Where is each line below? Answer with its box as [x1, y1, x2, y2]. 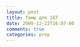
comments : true [6, 26, 45, 32]
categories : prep [6, 32, 50, 38]
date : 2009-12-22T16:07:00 [6, 20, 75, 26]
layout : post [6, 9, 39, 15]
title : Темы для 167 [6, 15, 59, 21]
